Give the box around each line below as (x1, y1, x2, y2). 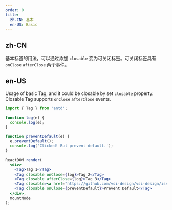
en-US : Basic (10, 22, 38, 27)
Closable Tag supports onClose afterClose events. (5, 96, 111, 102)
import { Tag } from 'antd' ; (5, 106, 68, 111)
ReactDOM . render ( (5, 157, 42, 162)
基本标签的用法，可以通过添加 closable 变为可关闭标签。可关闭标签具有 (5, 55, 157, 62)
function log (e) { (5, 115, 45, 120)
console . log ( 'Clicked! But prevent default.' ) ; (10, 143, 114, 149)
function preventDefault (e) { (5, 134, 70, 139)
